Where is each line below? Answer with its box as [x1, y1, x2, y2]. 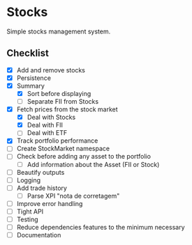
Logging [16, 175, 41, 184]
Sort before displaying [27, 89, 91, 97]
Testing [16, 215, 39, 223]
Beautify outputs [16, 168, 65, 176]
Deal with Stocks [27, 113, 76, 122]
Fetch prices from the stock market [16, 105, 118, 113]
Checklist [6, 47, 50, 59]
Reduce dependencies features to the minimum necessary [16, 223, 186, 231]
